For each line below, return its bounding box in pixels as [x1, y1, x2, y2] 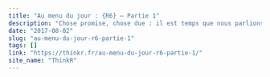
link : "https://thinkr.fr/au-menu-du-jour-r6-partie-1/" [8, 49, 203, 57]
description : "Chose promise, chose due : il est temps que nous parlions [8, 19, 264, 27]
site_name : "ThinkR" [8, 57, 78, 65]
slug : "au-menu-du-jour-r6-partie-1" [8, 34, 135, 43]
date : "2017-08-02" [8, 26, 74, 34]
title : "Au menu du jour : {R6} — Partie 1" [8, 11, 160, 20]
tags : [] [8, 42, 38, 50]
